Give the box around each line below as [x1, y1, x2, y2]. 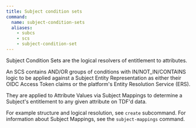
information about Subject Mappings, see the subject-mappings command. [6, 115, 185, 122]
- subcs [16, 30, 35, 36]
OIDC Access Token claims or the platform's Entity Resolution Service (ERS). [6, 80, 191, 87]
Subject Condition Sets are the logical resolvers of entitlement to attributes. [6, 56, 187, 64]
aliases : [11, 24, 33, 31]
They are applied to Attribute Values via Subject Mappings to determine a [6, 91, 183, 99]
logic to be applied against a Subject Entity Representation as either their [6, 74, 181, 81]
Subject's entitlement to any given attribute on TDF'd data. [6, 98, 147, 105]
